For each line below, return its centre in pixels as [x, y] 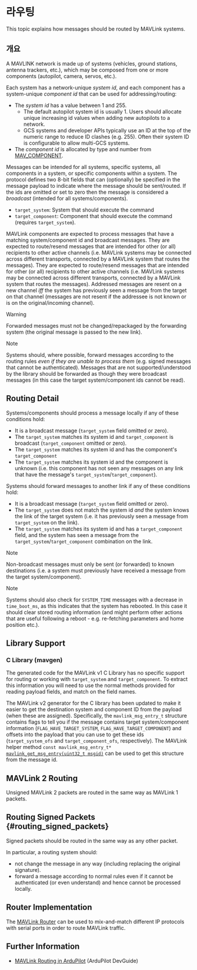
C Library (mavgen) [34, 660]
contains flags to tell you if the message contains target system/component [98, 722]
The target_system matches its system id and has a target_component [98, 529]
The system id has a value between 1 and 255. [71, 105]
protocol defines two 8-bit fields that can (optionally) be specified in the [93, 179]
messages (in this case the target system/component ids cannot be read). [96, 380]
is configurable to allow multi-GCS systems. [76, 143]
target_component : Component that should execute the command [93, 216]
